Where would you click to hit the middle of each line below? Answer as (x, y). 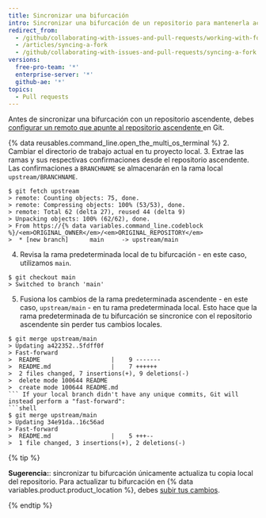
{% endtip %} (30, 505)
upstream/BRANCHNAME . (43, 177)
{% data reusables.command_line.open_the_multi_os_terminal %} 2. (119, 143)
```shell (23, 409)
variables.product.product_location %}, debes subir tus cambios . (114, 490)
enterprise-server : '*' (54, 75)
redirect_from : (33, 30)
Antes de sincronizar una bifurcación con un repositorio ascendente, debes (131, 119)
